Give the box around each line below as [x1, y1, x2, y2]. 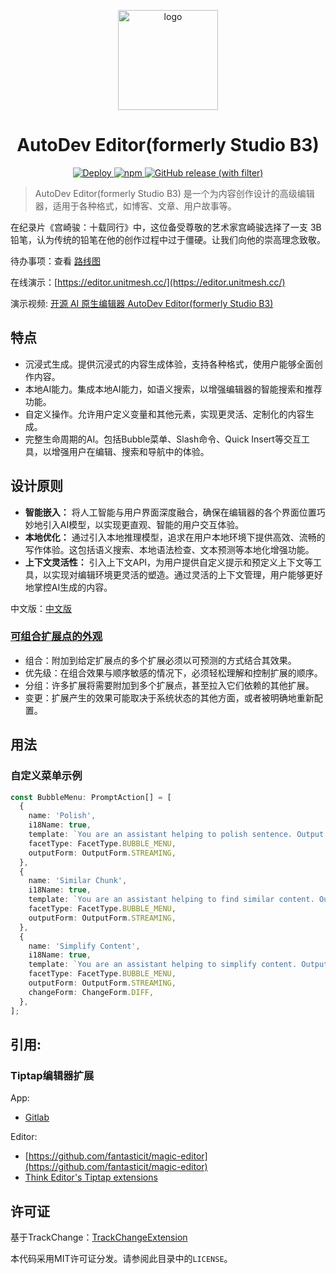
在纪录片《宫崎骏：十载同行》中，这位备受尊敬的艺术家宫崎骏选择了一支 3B [10, 221, 322, 233]
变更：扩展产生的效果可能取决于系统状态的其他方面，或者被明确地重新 [24, 691, 315, 704]
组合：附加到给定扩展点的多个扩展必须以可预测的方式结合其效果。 [24, 654, 297, 666]
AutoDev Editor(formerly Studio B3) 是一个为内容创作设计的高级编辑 [34, 187, 315, 199]
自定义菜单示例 [10, 769, 83, 783]
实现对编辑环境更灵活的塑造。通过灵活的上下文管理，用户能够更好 [51, 568, 323, 580]
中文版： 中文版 [10, 602, 72, 614]
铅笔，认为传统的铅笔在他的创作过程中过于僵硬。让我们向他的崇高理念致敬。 [10, 233, 326, 245]
